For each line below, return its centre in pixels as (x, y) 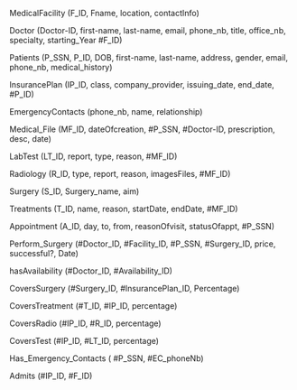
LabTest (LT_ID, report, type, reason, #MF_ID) (93, 156)
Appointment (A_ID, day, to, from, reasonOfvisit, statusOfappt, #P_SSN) (142, 226)
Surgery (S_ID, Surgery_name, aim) (74, 191)
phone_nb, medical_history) (61, 67)
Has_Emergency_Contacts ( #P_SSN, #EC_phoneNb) (107, 358)
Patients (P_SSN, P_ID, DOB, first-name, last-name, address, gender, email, (149, 57)
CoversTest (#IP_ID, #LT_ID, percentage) (84, 341)
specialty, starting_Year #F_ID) (66, 40)
